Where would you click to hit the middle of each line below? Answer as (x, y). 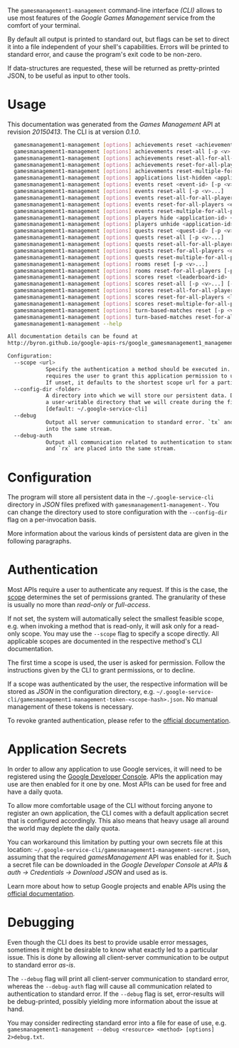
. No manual (200, 699)
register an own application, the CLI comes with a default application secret (118, 813)
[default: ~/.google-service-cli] (96, 409)
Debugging (41, 923)
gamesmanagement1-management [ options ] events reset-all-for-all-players (125, 198)
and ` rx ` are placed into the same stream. (111, 449)
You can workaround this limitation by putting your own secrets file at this (115, 842)
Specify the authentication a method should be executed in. (138, 369)
